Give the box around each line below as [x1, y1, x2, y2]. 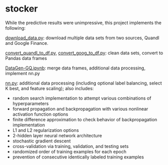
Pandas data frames [5, 55, 47, 61]
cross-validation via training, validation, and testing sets [12, 143, 129, 149]
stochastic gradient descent [12, 138, 71, 144]
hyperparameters [12, 100, 49, 106]
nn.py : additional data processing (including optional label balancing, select [5, 80, 162, 86]
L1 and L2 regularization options [12, 127, 79, 133]
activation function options [12, 111, 69, 117]
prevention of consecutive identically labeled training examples [12, 154, 144, 160]
